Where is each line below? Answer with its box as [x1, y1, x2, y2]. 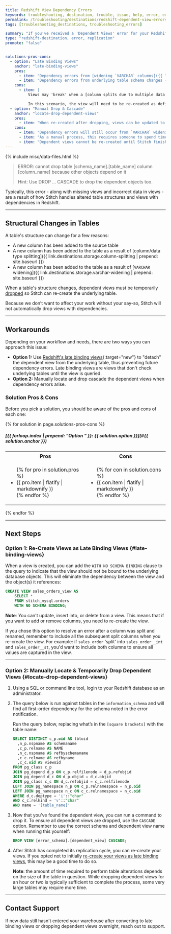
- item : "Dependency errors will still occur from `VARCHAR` [18, 130, 152, 135]
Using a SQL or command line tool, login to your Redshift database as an [12, 685, 165, 691]
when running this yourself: [12, 828, 70, 834]
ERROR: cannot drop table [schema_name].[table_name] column [17, 163, 153, 169]
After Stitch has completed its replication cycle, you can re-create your [12, 848, 161, 853]
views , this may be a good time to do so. [12, 858, 98, 864]
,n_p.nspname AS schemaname [17, 741, 77, 746]
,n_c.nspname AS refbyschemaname [17, 751, 89, 756]
